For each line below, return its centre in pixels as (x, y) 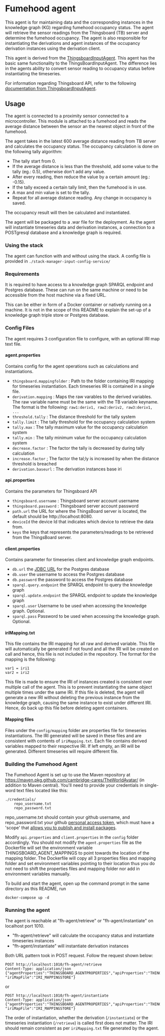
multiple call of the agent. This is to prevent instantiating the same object (79, 687)
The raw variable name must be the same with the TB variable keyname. (85, 401)
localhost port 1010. (25, 926)
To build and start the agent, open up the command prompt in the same (77, 883)
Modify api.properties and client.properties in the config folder (72, 837)
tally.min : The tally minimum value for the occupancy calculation (79, 437)
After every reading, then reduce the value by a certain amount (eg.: (81, 177)
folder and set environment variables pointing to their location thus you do (80, 863)
